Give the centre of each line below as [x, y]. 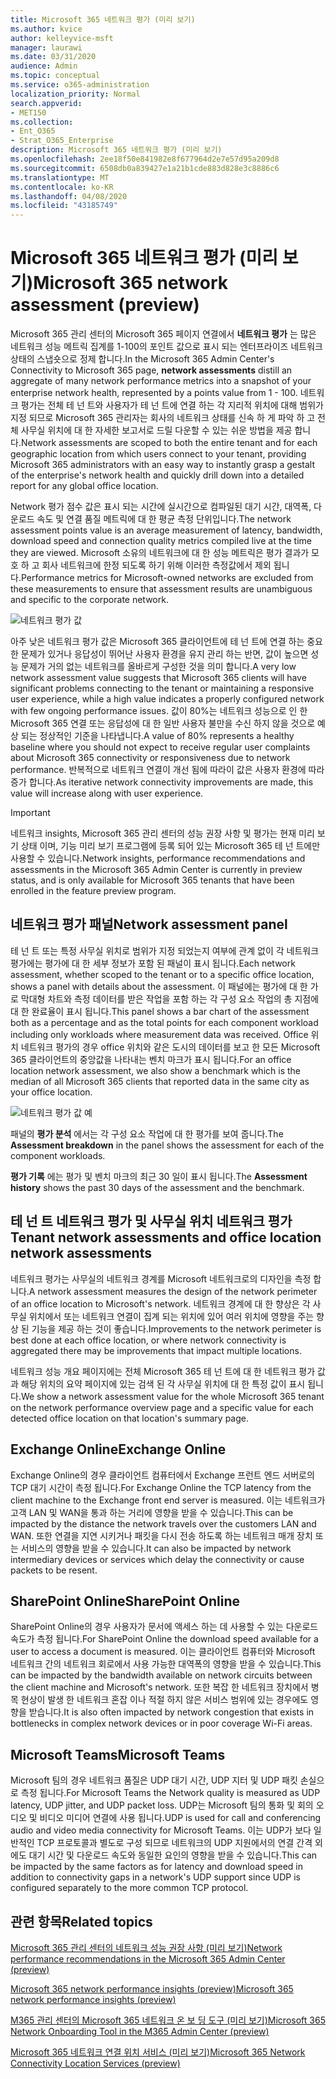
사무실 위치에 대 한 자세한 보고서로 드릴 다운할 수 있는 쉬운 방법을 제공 [156, 430]
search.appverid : [46, 103]
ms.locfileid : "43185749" [64, 206]
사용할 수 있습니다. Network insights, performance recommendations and [158, 858]
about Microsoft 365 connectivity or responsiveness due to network [150, 758]
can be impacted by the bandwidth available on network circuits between [161, 1675]
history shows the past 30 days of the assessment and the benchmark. [157, 1187]
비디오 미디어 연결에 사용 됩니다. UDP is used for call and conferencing [180, 1818]
